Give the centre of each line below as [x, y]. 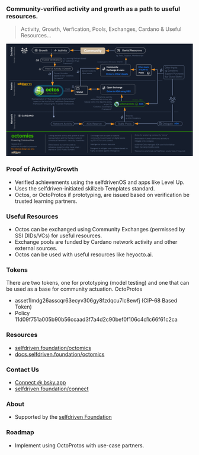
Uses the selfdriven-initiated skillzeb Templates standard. [85, 188]
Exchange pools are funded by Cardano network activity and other [96, 242]
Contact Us [23, 370]
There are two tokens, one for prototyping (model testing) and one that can [98, 283]
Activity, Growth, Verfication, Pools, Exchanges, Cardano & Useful [101, 29]
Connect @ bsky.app [40, 382]
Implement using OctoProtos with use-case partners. [79, 445]
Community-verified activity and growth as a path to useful [93, 9]
